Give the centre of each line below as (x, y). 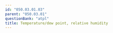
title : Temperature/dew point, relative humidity (57, 23)
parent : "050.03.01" (26, 14)
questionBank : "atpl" (27, 18)
